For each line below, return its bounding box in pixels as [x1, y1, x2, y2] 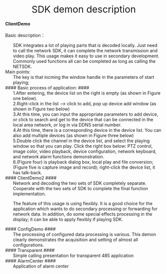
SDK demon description [31, 3, 136, 15]
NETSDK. [13, 63, 32, 70]
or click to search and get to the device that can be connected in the [13, 117, 154, 123]
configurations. [13, 242, 44, 248]
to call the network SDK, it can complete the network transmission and [13, 48, 158, 54]
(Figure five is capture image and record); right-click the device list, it [13, 164, 156, 170]
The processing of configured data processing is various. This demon [13, 232, 156, 238]
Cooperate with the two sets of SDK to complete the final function [13, 186, 149, 192]
